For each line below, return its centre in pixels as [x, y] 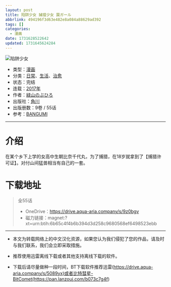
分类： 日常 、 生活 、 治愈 [37, 76]
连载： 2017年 [26, 88]
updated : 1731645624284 [31, 43]
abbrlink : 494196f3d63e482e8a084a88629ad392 [53, 19]
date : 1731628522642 [27, 39]
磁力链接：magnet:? [46, 218]
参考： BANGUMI [30, 114]
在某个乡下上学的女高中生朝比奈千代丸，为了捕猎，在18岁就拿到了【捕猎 [81, 156]
